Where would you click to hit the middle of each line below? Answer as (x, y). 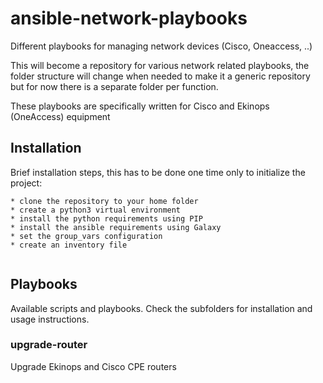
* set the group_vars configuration (86, 236)
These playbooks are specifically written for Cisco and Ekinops (140, 106)
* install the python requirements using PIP (106, 218)
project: (26, 183)
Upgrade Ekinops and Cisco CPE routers (93, 366)
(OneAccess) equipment (60, 116)
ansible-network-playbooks (129, 18)
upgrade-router (49, 345)
